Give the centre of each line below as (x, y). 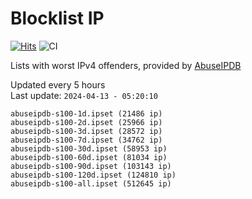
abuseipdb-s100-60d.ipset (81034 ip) (89, 157)
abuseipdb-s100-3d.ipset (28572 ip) (86, 131)
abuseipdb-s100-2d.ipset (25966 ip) (86, 122)
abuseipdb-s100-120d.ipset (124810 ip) (93, 175)
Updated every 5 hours (58, 84)
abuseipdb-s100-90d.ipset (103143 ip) (91, 166)
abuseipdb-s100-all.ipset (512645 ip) (91, 183)
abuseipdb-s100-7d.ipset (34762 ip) (86, 140)
